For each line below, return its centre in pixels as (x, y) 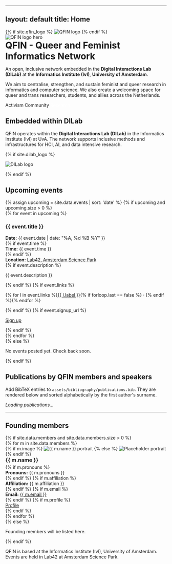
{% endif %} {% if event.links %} (40, 285)
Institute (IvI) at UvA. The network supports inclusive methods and (75, 139)
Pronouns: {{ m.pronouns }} (35, 472)
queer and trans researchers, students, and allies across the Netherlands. (83, 95)
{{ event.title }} (25, 227)
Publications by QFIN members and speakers (79, 377)
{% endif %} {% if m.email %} (37, 489)
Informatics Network (50, 56)
